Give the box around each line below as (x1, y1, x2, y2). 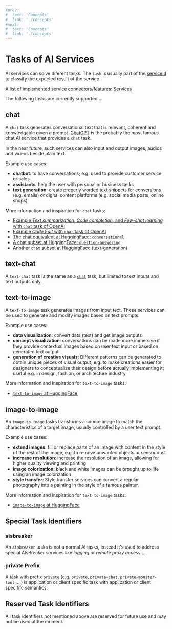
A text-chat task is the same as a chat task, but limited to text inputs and (5, 273, 159, 279)
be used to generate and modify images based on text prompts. (5, 312, 140, 318)
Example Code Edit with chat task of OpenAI (12, 228, 106, 234)
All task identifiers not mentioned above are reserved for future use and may (5, 613, 166, 619)
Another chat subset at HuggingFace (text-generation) (12, 245, 128, 251)
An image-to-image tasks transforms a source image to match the (5, 419, 143, 425)
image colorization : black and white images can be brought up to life (12, 466, 159, 472)
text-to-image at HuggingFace (12, 390, 78, 396)
